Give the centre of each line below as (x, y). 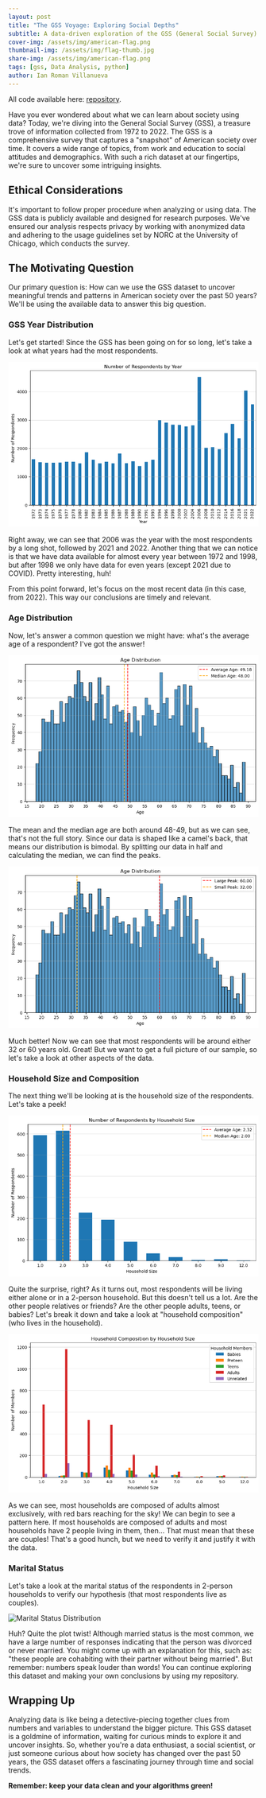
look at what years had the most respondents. (83, 351)
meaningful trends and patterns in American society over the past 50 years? (133, 296)
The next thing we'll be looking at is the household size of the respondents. (131, 1096)
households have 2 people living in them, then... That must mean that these (131, 1531)
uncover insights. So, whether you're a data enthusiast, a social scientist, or (132, 1745)
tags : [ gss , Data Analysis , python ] (69, 68)
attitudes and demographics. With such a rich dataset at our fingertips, (124, 157)
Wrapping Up (42, 1701)
